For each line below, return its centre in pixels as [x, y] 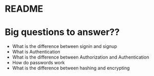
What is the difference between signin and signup [64, 46]
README [24, 9]
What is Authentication [36, 52]
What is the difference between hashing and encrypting [71, 68]
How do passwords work [38, 63]
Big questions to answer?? [62, 32]
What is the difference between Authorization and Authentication [81, 57]
